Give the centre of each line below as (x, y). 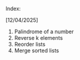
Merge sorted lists (36, 50)
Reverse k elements (39, 38)
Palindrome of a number (44, 31)
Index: (13, 9)
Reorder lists (30, 44)
